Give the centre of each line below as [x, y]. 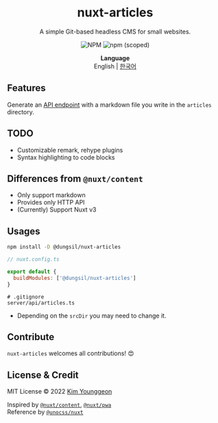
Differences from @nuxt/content [75, 178]
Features [26, 88]
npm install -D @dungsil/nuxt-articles [64, 247]
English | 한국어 [115, 66]
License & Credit [43, 375]
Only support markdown [51, 195]
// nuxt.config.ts [33, 259]
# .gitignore [26, 297]
